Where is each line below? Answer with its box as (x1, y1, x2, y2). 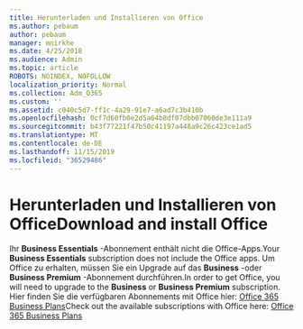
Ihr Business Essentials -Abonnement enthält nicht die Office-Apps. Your (9, 243, 280, 254)
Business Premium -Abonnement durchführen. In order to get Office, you (9, 272, 281, 283)
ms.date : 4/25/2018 (9, 47, 83, 56)
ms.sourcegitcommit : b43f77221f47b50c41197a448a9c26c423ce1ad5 (9, 123, 252, 132)
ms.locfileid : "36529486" (9, 155, 106, 165)
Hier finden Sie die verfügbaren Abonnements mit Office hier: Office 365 (9, 291, 280, 302)
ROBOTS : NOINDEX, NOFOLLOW (9, 72, 111, 81)
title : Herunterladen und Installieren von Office (9, 13, 204, 23)
